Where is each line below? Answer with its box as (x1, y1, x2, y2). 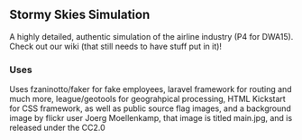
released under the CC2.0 (9, 122, 105, 134)
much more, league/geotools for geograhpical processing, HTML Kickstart (9, 94, 286, 105)
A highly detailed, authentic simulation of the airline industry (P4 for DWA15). (9, 31, 294, 42)
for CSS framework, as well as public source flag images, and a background (9, 103, 291, 114)
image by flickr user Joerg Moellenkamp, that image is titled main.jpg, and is (9, 113, 293, 124)
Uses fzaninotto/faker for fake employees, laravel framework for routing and (9, 84, 292, 95)
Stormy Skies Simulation (9, 7, 151, 23)
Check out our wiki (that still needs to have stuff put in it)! (9, 41, 223, 51)
